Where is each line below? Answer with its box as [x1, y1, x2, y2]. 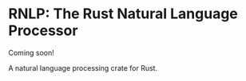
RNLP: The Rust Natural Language [8, 5, 238, 23]
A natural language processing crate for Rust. [8, 63, 158, 72]
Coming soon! [8, 48, 54, 57]
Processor [8, 21, 78, 40]
